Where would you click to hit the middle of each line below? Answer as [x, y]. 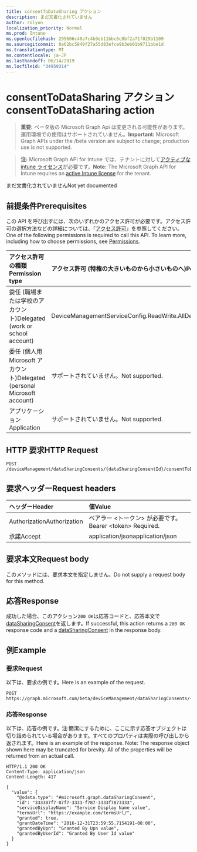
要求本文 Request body [47, 559]
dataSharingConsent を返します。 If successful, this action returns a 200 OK [96, 624]
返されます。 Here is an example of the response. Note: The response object [98, 743]
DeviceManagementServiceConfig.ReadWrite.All [118, 316]
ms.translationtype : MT [35, 50]
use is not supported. [46, 147]
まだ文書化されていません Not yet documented [62, 185]
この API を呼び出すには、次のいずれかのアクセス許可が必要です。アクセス [96, 221]
